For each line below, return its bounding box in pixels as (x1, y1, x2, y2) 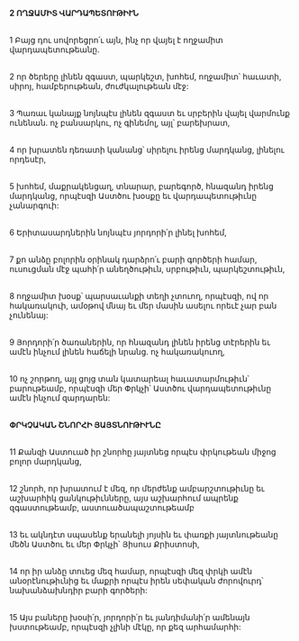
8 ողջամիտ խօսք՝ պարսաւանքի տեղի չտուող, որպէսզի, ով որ (9, 291, 269, 301)
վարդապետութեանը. (9, 44, 101, 55)
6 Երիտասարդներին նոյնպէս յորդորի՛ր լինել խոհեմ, (9, 227, 227, 238)
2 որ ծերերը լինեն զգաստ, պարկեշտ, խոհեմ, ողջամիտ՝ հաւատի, (9, 71, 282, 82)
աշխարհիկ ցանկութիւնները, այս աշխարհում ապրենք (9, 492, 239, 503)
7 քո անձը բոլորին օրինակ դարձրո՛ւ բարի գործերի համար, (9, 254, 258, 265)
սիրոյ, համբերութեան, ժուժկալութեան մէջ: (9, 81, 189, 91)
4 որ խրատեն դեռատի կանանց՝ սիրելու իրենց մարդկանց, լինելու (9, 144, 285, 155)
